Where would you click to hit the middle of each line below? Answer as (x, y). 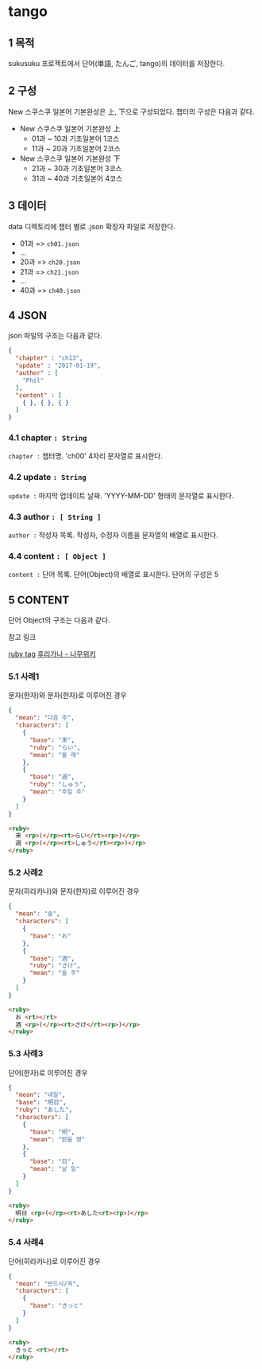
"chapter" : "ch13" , (49, 358)
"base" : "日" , (52, 1162)
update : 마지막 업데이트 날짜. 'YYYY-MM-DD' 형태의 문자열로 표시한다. (121, 495)
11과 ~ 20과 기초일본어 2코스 (76, 148)
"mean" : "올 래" (54, 755)
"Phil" (33, 380)
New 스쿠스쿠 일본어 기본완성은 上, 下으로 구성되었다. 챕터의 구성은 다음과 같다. (131, 111)
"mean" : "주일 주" (57, 792)
